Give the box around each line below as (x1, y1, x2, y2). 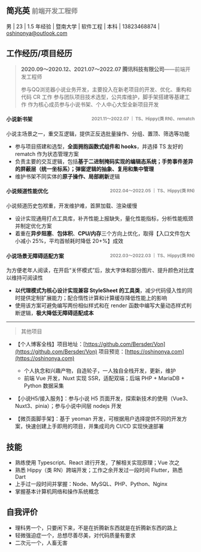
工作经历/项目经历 (6, 49, 73, 59)
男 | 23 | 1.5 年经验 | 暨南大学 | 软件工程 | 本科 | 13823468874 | (6, 23, 160, 30)
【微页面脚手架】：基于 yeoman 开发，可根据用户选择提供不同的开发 (14, 415, 182, 422)
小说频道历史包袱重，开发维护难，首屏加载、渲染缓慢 (6, 202, 138, 209)
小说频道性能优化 (6, 188, 48, 195)
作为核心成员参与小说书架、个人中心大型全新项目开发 (28, 101, 159, 108)
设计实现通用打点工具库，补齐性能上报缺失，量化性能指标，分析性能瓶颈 (14, 215, 193, 222)
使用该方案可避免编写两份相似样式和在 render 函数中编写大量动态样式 (14, 302, 187, 309)
